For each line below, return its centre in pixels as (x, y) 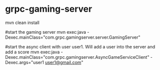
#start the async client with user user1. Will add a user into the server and (80, 47)
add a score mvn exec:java (32, 52)
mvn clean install (22, 23)
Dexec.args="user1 (25, 62)
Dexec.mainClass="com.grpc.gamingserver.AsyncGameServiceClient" (77, 57)
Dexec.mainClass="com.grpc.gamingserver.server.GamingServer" (73, 37)
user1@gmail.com (63, 62)
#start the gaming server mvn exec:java (46, 32)
